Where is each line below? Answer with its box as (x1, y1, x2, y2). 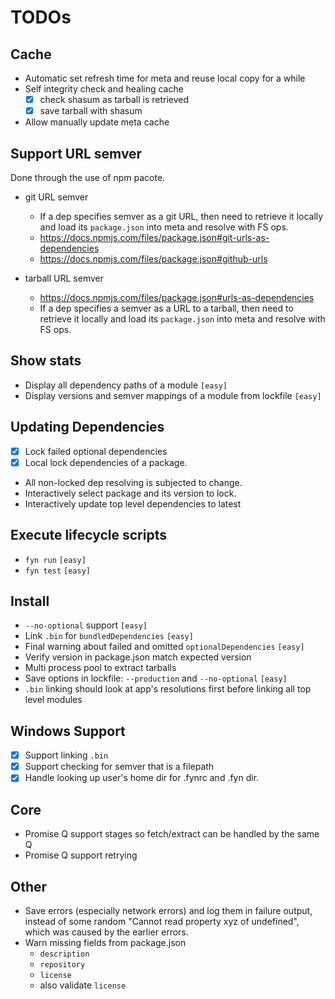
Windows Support (10, 722, 126, 740)
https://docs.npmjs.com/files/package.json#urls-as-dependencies (39, 291, 315, 303)
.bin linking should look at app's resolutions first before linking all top (24, 683, 312, 695)
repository (39, 959, 86, 970)
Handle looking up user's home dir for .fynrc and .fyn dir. (24, 772, 260, 784)
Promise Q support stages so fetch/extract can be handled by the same (24, 828, 320, 840)
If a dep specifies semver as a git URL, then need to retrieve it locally (39, 210, 324, 222)
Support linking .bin (24, 749, 109, 761)
